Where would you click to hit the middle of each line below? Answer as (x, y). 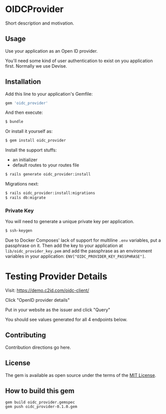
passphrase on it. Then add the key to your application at (64, 245)
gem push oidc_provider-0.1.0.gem (41, 407)
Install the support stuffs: (31, 150)
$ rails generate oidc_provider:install (48, 174)
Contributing (26, 335)
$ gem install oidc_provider (36, 141)
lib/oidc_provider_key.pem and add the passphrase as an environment (79, 251)
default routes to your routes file (46, 165)
